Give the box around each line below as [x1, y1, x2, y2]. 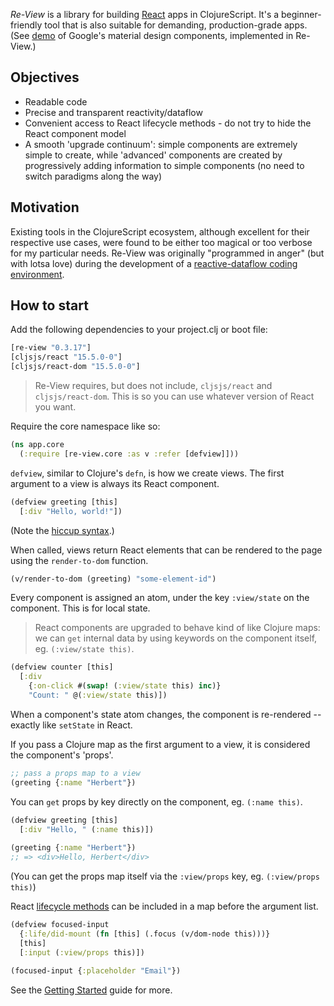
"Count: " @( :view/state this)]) [28, 690, 168, 701]
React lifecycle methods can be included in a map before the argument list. [10, 900, 319, 913]
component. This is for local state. [10, 602, 151, 614]
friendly [10, 19, 43, 31]
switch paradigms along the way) [24, 170, 163, 182]
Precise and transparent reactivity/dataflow [24, 106, 203, 118]
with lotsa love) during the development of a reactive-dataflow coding [10, 257, 298, 269]
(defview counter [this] [10, 662, 114, 673]
